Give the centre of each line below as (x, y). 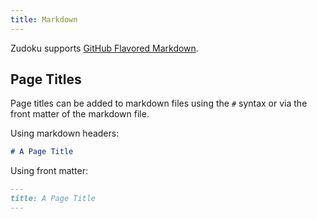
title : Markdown (44, 19)
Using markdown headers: (65, 133)
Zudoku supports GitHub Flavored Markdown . (104, 48)
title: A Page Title (53, 199)
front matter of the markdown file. (80, 114)
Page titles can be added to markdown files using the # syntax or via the (159, 103)
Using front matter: (49, 171)
